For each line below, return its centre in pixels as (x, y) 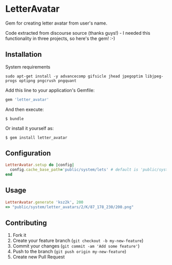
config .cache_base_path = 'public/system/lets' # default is (74, 170)
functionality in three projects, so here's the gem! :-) (60, 38)
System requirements (28, 67)
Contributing (26, 223)
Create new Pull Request (39, 257)
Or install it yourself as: (29, 128)
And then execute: (25, 109)
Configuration (28, 153)
